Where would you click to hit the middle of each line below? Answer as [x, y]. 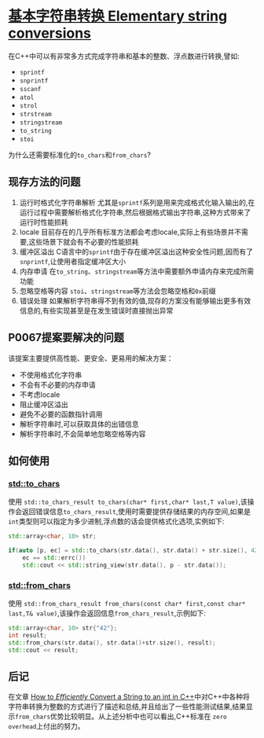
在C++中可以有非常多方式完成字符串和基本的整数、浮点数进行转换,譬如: [124, 56]
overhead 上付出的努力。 [46, 726]
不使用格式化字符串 [51, 375]
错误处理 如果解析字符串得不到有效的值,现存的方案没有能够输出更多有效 [135, 300]
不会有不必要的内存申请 [57, 384]
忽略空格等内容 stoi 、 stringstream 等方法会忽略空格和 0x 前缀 [117, 291]
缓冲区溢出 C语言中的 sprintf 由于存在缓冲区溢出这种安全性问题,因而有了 [136, 252]
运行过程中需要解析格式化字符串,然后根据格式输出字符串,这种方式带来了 [135, 212]
